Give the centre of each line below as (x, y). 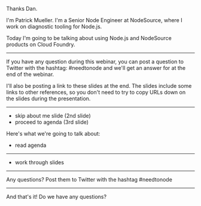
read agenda (31, 145)
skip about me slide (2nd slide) (53, 116)
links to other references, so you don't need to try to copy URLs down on (96, 92)
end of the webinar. (30, 74)
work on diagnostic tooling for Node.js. (54, 27)
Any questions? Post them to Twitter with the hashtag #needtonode (89, 179)
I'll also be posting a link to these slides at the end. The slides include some (99, 86)
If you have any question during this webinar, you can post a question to (95, 62)
